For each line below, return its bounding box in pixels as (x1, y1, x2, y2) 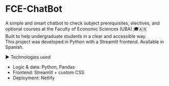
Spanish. (5, 44, 24, 50)
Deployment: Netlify (12, 75, 55, 81)
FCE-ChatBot (5, 3, 62, 15)
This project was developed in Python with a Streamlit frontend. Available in (5, 38, 164, 45)
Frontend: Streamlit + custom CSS (12, 69, 85, 75)
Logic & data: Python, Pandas (12, 63, 75, 70)
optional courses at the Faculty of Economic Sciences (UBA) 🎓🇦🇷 (5, 26, 147, 32)
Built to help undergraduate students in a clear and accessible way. (5, 33, 147, 39)
